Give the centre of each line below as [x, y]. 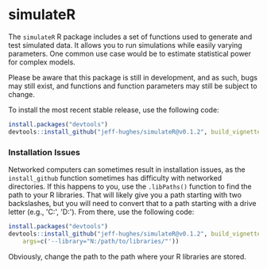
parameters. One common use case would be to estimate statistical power [130, 53]
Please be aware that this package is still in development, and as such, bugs [133, 77]
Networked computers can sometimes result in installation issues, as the [127, 170]
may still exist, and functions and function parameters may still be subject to [133, 86]
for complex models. [42, 62]
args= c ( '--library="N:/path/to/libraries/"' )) [101, 241]
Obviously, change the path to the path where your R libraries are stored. [127, 256]
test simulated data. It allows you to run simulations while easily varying [125, 45]
